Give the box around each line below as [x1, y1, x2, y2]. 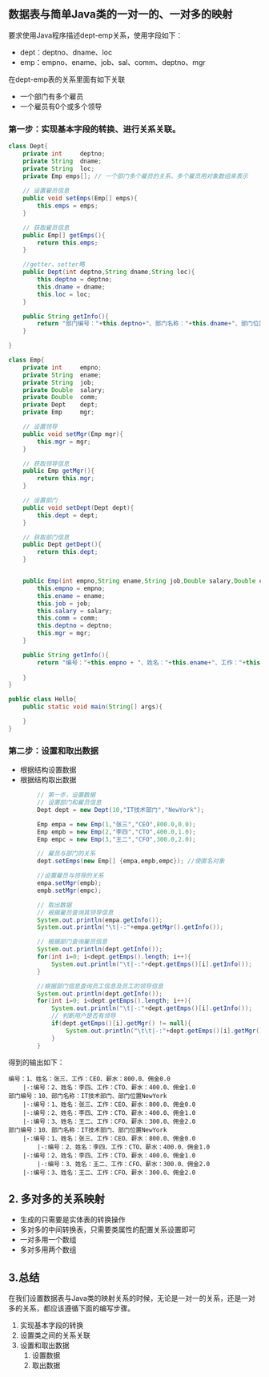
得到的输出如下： [8, 1057, 65, 1067]
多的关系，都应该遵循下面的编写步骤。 [8, 1303, 134, 1313]
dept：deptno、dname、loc [19, 47, 113, 57]
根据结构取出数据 [19, 775, 77, 785]
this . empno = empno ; [37, 584, 106, 592]
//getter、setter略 [22, 260, 86, 269]
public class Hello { [8, 696, 78, 704]
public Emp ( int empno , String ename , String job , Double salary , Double [22, 577, 256, 585]
